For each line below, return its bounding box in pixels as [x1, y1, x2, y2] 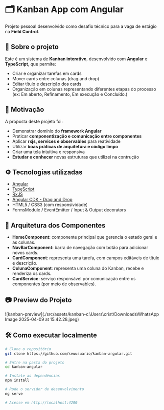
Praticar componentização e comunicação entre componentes [12, 133, 142, 139]
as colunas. [12, 239, 36, 245]
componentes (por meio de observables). [12, 281, 96, 287]
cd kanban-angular [5, 364, 43, 369]
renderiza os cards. [12, 271, 52, 276]
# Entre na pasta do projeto [5, 360, 65, 365]
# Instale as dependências [5, 373, 60, 378]
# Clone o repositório [5, 346, 51, 351]
